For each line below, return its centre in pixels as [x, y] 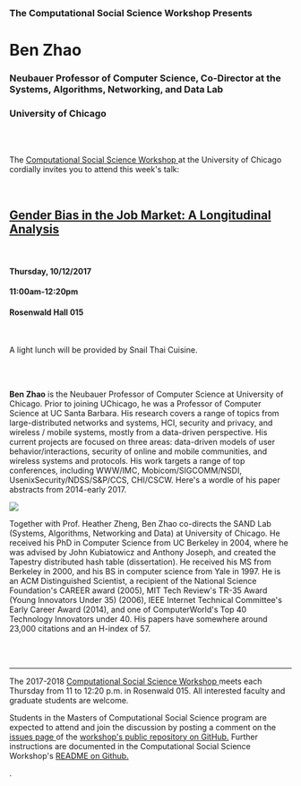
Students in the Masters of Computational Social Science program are [138, 717]
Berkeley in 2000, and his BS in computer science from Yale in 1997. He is [145, 571]
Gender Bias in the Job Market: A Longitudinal [140, 215]
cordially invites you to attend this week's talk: [95, 170]
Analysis [34, 229]
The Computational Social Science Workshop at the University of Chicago [146, 160]
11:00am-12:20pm [44, 292]
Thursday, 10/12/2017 [51, 271]
